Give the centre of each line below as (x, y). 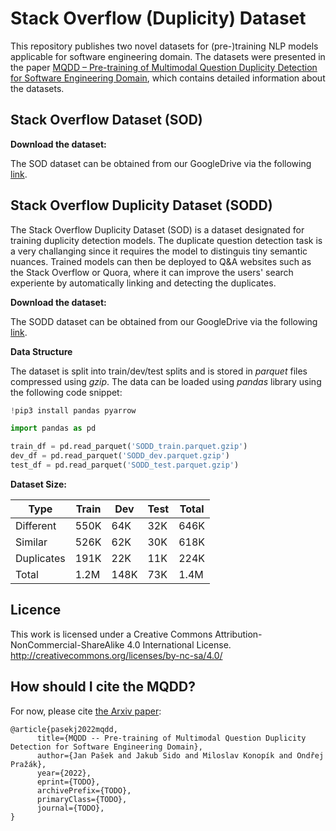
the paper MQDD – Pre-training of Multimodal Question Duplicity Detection (164, 67)
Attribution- (238, 634)
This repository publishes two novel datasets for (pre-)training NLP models (164, 46)
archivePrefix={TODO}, (84, 790)
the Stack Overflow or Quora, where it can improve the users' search (152, 272)
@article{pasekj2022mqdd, (64, 729)
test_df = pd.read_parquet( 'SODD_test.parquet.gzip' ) (125, 465)
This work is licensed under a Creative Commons (111, 634)
